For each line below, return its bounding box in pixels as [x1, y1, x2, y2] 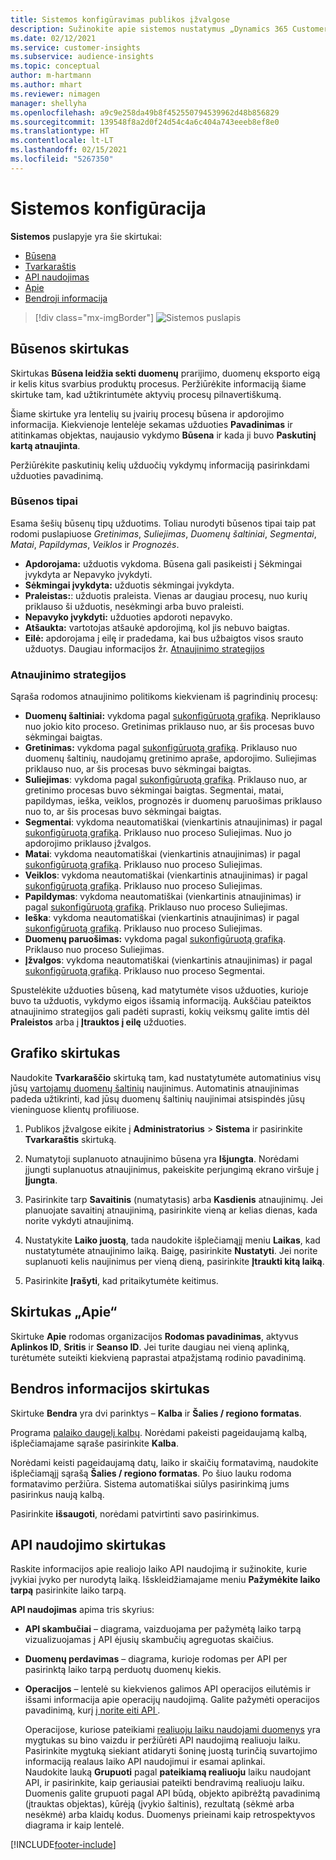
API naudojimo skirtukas [10, 1536, 167, 1553]
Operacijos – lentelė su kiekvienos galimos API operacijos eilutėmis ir [24, 1683, 312, 1695]
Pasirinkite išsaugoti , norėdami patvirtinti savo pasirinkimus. [10, 1507, 260, 1520]
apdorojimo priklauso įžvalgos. [24, 837, 152, 850]
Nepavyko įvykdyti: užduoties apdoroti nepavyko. [24, 611, 233, 623]
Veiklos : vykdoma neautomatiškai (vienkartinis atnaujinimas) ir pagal [24, 869, 308, 881]
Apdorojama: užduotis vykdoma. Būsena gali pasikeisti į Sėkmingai [24, 557, 303, 570]
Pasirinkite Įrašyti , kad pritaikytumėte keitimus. [24, 1274, 219, 1286]
